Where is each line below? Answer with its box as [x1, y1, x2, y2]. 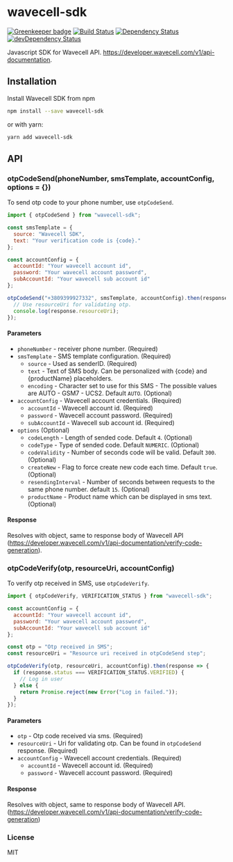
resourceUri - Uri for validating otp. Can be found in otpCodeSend [17, 739, 202, 748]
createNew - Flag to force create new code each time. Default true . [27, 463, 218, 471]
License [7, 832, 35, 842]
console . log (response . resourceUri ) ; [13, 308, 119, 314]
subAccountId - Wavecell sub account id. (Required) [27, 418, 175, 426]
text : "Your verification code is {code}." [13, 237, 141, 244]
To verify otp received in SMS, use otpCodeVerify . [7, 579, 150, 588]
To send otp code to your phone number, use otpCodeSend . [7, 198, 174, 207]
